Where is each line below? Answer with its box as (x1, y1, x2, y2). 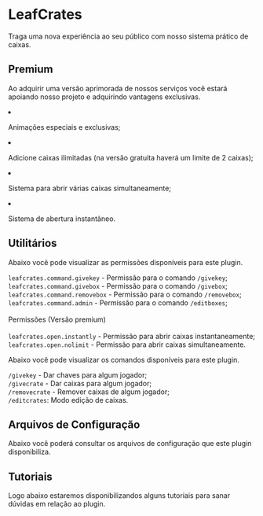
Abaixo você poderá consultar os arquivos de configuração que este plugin (8, 439, 252, 448)
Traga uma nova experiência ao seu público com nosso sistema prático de (8, 31, 249, 41)
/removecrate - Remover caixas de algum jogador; (8, 387, 170, 396)
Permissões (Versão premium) (8, 315, 106, 324)
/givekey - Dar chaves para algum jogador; (8, 370, 148, 379)
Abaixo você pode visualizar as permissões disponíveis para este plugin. (8, 257, 243, 267)
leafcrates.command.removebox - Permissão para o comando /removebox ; (8, 289, 242, 299)
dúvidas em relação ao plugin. (8, 499, 106, 509)
